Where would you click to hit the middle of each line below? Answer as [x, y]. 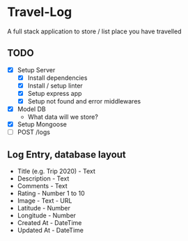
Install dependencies [57, 78]
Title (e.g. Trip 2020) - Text [56, 172]
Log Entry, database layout [67, 155]
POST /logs [34, 132]
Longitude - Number [47, 215]
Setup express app [55, 93]
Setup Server [36, 69]
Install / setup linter [55, 85]
